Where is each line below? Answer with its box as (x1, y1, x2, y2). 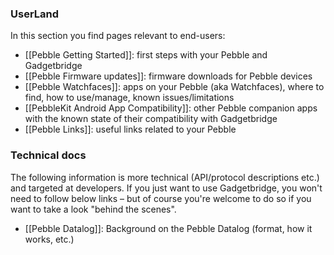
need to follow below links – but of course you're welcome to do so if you (10, 192, 312, 204)
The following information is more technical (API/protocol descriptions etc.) (10, 171, 320, 183)
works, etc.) (24, 233, 75, 245)
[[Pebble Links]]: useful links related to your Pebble (24, 123, 237, 136)
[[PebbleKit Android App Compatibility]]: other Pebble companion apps (24, 102, 318, 114)
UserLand (10, 7, 60, 21)
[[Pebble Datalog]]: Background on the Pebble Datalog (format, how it (24, 222, 313, 234)
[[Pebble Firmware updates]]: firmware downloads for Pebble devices (24, 70, 313, 82)
